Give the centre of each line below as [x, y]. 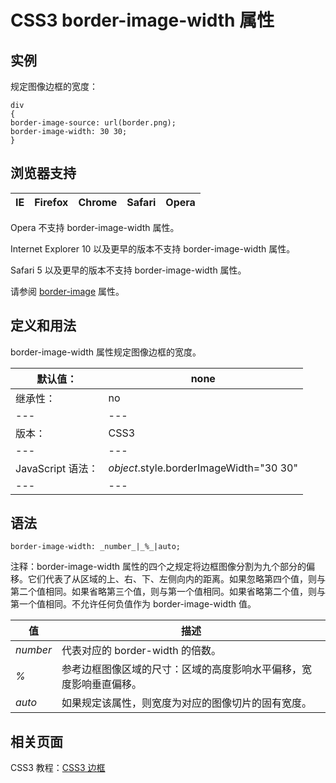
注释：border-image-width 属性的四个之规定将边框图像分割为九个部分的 [158, 567]
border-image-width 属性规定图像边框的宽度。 [106, 352]
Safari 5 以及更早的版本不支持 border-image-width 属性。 [128, 270]
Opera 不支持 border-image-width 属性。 [95, 227]
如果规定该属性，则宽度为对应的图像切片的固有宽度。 [187, 703]
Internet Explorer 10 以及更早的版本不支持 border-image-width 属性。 [153, 248]
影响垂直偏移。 [107, 684]
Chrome [98, 202]
